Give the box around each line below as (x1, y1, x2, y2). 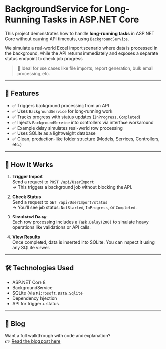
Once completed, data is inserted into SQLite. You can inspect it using (12, 239, 155, 245)
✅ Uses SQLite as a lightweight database (12, 130, 96, 136)
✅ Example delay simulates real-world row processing (12, 125, 123, 131)
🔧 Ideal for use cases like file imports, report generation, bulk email (17, 65, 154, 71)
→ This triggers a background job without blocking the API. (12, 184, 133, 190)
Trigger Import (12, 174, 43, 179)
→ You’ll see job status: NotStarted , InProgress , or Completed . (12, 204, 137, 210)
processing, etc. (17, 70, 50, 76)
